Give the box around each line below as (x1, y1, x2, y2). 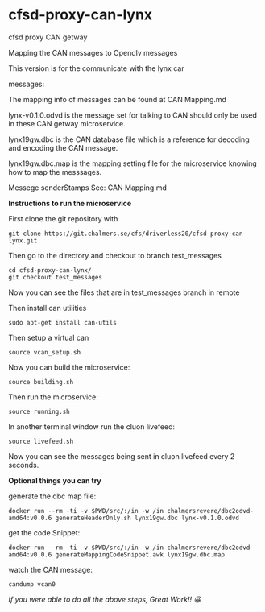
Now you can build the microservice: (8, 362, 130, 372)
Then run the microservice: (8, 392, 98, 402)
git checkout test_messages (8, 273, 103, 281)
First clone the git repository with (8, 213, 118, 223)
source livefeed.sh (8, 437, 74, 445)
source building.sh (8, 378, 74, 386)
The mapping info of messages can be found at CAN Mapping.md (8, 94, 227, 104)
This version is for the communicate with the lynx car (8, 63, 184, 73)
